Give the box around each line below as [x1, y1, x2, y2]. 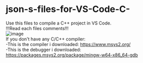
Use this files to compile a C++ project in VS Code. [6, 20, 112, 26]
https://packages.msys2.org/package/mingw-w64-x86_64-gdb [6, 51, 138, 58]
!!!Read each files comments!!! [6, 25, 69, 31]
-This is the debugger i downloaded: [6, 46, 81, 52]
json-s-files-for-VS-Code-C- [6, 3, 130, 15]
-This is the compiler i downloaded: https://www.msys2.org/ [6, 41, 131, 47]
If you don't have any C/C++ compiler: [6, 36, 85, 42]
